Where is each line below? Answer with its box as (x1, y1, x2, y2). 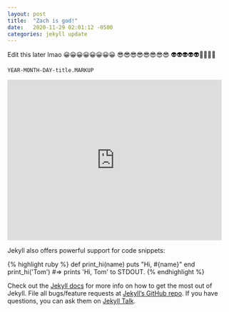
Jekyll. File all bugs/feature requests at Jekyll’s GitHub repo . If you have (7, 289, 218, 298)
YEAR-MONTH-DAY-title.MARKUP (7, 67, 94, 74)
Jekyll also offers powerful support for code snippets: (7, 246, 166, 255)
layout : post (7, 10, 46, 18)
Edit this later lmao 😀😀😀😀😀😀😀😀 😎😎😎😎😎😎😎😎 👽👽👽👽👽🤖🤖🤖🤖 (7, 51, 216, 59)
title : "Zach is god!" (7, 17, 78, 24)
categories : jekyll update (7, 30, 88, 38)
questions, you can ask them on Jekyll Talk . (7, 297, 136, 306)
